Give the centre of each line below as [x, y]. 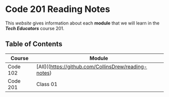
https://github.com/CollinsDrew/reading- [99, 66]
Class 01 [47, 84]
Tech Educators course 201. [35, 28]
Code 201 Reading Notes [58, 9]
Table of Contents [34, 44]
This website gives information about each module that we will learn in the [82, 23]
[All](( [43, 66]
